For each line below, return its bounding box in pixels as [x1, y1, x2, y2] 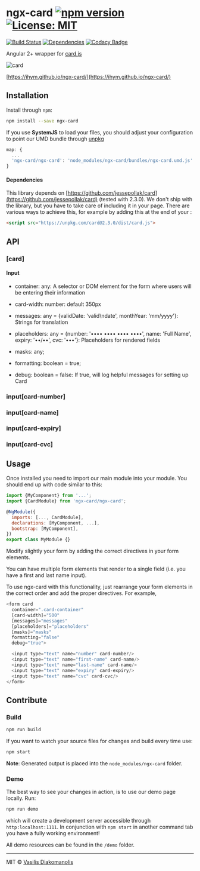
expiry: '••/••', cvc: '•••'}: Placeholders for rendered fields [14, 336, 161, 344]
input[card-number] [6, 392, 65, 400]
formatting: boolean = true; [14, 359, 82, 367]
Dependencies [6, 176, 43, 183]
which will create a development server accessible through [6, 817, 151, 824]
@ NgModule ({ [6, 508, 36, 515]
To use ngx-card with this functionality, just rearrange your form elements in [6, 583, 193, 591]
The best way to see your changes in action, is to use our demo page [6, 789, 176, 796]
